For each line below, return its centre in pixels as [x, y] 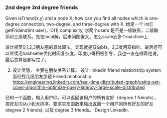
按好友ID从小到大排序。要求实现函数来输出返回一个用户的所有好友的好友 [79, 104]
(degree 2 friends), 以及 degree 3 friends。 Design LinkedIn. [67, 110]
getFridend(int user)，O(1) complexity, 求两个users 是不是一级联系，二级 [80, 30]
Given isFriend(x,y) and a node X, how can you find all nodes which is [77, 18]
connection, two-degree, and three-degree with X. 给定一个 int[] [87, 24]
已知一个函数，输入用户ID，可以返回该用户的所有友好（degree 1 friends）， [82, 98]
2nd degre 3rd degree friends [42, 7]
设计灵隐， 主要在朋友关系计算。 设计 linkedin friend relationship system [86, 70]
